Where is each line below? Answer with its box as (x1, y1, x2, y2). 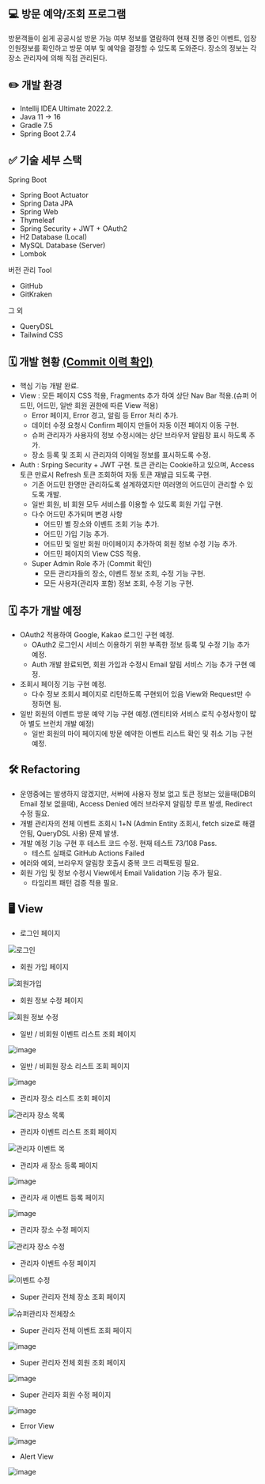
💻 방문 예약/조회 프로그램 (8, 7, 127, 21)
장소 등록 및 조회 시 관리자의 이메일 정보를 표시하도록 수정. (31, 450, 211, 460)
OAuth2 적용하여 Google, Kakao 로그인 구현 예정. (19, 630, 175, 640)
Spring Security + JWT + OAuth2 (19, 224, 128, 233)
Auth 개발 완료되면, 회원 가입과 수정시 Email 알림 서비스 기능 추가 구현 (31, 659, 248, 670)
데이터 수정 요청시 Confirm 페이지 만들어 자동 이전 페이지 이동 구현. (31, 421, 240, 430)
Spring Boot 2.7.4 (19, 129, 77, 138)
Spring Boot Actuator (19, 191, 89, 200)
